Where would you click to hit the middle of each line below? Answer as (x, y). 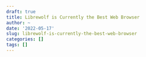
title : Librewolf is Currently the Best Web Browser (73, 17)
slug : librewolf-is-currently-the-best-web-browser (72, 34)
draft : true (21, 12)
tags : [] (17, 45)
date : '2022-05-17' (30, 28)
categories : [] (25, 39)
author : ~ (18, 23)
